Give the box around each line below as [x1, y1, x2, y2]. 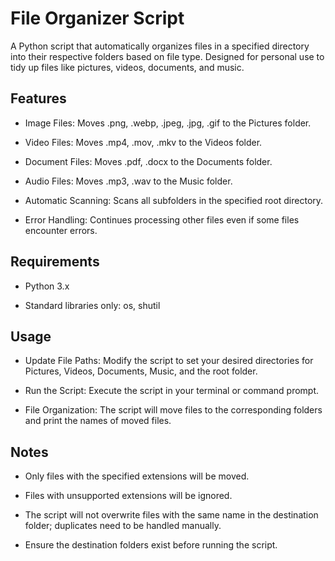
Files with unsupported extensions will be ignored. [24, 490, 233, 502]
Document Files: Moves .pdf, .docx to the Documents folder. [24, 155, 273, 167]
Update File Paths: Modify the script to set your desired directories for [24, 355, 314, 367]
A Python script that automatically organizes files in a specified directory [10, 40, 310, 52]
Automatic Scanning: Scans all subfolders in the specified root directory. [24, 194, 324, 206]
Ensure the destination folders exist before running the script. [24, 539, 278, 551]
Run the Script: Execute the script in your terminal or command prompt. [24, 385, 320, 397]
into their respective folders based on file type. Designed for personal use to [10, 50, 325, 62]
